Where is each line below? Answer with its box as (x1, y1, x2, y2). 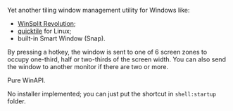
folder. (7, 97, 26, 105)
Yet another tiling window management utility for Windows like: (7, 6, 190, 14)
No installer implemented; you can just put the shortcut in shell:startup (7, 90, 217, 98)
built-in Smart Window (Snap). (17, 34, 106, 43)
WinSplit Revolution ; (17, 20, 76, 27)
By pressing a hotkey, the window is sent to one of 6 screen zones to (7, 48, 208, 56)
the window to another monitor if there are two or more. (7, 63, 169, 71)
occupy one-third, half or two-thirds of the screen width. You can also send (7, 55, 227, 64)
